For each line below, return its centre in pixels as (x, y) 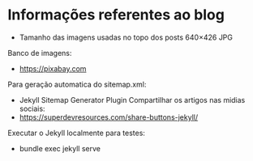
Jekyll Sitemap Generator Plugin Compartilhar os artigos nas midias (132, 100)
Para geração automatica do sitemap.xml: (77, 84)
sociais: (32, 108)
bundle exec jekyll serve (60, 148)
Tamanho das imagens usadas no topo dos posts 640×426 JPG (126, 37)
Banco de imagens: (40, 53)
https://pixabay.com (53, 68)
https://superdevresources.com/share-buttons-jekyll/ (109, 117)
